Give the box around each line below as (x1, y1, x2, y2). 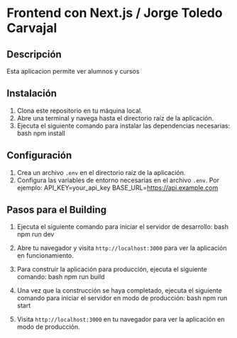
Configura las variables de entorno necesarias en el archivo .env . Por (16, 176, 219, 184)
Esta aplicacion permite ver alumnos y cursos (6, 67, 140, 75)
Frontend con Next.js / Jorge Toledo (6, 5, 223, 21)
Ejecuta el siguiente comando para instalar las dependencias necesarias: (16, 121, 231, 130)
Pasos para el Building (6, 204, 107, 216)
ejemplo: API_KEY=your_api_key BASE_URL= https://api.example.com (16, 183, 219, 192)
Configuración (6, 150, 72, 162)
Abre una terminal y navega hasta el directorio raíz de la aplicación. (16, 113, 214, 122)
